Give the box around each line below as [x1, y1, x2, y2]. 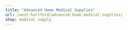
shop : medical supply [5, 17, 52, 22]
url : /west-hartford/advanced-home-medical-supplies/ [5, 12, 123, 17]
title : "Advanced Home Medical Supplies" [5, 7, 96, 13]
